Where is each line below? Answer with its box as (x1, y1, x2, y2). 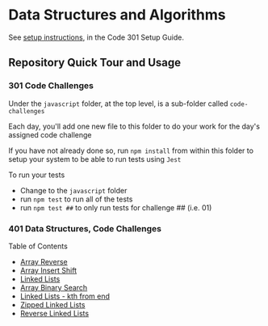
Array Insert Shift (19, 265, 77, 275)
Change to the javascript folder (19, 185, 128, 195)
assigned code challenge (8, 129, 92, 139)
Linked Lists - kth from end (19, 291, 111, 301)
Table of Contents (8, 241, 69, 251)
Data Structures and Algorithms (8, 6, 226, 24)
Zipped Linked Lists (19, 299, 86, 309)
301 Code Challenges (8, 80, 94, 91)
